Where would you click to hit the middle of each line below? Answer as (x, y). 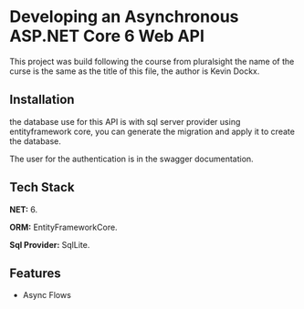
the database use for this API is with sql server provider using (125, 121)
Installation (42, 100)
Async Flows (47, 295)
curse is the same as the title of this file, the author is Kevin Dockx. (135, 71)
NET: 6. (24, 209)
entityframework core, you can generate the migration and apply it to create (152, 131)
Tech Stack (42, 187)
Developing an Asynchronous (124, 17)
